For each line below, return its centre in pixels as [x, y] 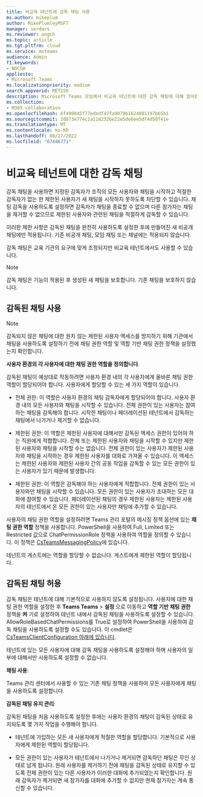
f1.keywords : [23, 62]
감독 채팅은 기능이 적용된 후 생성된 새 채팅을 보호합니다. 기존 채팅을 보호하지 [96, 280]
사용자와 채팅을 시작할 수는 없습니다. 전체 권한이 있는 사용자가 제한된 [102, 448]
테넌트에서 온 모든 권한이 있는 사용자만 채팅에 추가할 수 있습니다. [102, 506]
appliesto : [20, 74]
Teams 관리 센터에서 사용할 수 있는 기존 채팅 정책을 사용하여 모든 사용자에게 [96, 684]
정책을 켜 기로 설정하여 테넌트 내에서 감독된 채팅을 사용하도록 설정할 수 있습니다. [101, 614]
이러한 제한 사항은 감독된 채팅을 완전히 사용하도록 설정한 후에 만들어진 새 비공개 [100, 227]
